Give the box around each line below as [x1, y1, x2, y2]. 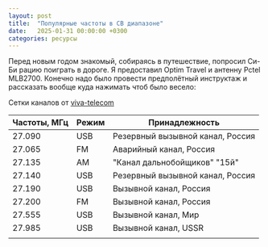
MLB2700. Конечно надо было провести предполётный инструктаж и [8, 73, 248, 83]
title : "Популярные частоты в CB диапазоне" [8, 19, 163, 27]
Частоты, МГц [12, 117, 69, 128]
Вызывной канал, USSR [112, 223, 204, 234]
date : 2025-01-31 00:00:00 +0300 [8, 27, 128, 35]
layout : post [8, 11, 52, 20]
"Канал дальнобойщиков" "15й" [112, 157, 239, 168]
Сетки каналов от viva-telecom [8, 98, 114, 107]
